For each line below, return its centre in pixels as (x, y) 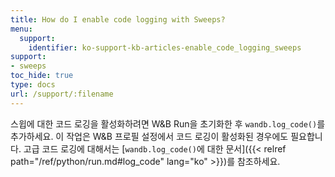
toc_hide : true (42, 76)
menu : (21, 29)
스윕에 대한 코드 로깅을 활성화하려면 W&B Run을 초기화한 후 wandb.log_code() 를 (168, 123)
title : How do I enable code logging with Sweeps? (118, 19)
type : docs (33, 85)
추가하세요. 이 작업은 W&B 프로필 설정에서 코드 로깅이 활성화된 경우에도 (149, 136)
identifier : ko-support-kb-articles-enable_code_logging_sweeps (165, 47)
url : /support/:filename (62, 94)
